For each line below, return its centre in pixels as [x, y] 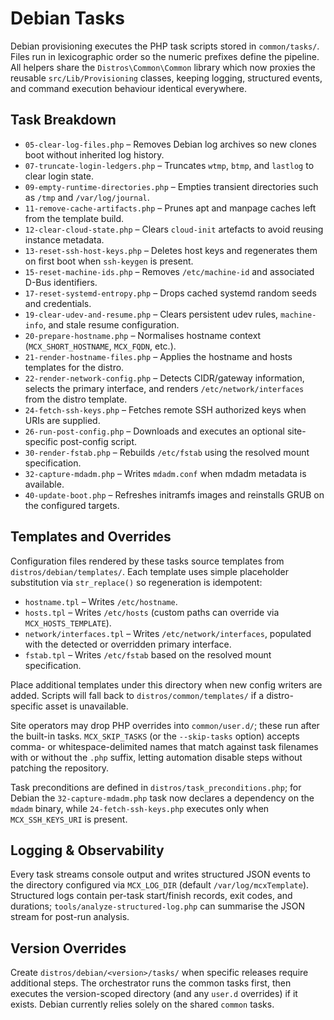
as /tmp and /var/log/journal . [87, 197]
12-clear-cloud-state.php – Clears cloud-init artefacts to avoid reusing [174, 229]
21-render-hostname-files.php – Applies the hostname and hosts [158, 356]
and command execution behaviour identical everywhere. [129, 88]
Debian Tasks [67, 18]
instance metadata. [64, 239]
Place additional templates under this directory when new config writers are [166, 684]
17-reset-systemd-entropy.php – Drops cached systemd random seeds [170, 293]
